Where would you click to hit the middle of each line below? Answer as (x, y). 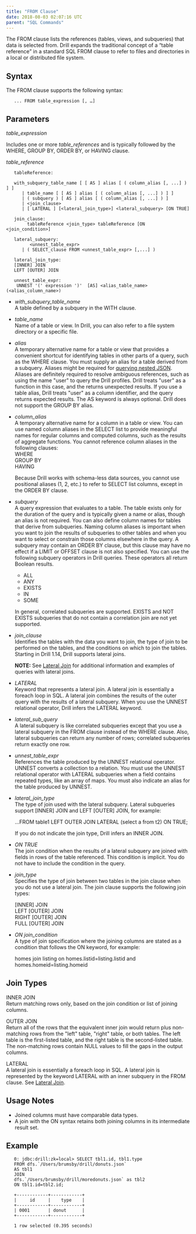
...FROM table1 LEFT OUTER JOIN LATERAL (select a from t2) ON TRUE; (101, 822)
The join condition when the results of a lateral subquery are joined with (101, 851)
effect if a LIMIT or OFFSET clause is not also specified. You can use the (102, 551)
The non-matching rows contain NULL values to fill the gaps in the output (94, 1046)
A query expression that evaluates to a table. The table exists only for (98, 508)
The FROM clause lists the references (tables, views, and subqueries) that (95, 39)
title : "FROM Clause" (32, 11)
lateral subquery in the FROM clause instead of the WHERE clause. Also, (102, 732)
